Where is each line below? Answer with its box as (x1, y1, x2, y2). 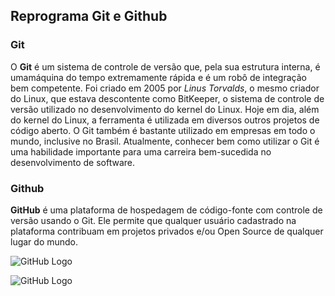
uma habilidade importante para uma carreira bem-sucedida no (10, 145, 272, 158)
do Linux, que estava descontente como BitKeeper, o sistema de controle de (10, 92, 325, 104)
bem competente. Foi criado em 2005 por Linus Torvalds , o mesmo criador (10, 82, 320, 94)
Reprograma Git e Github (10, 8, 168, 25)
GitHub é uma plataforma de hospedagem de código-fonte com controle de (10, 204, 323, 216)
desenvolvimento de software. (10, 156, 136, 168)
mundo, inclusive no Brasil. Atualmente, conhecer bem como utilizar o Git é (10, 135, 320, 147)
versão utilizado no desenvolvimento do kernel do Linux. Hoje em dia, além (10, 103, 320, 115)
